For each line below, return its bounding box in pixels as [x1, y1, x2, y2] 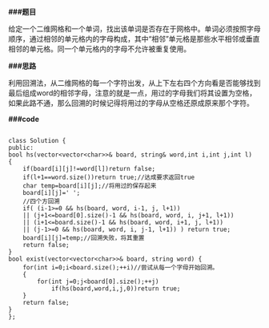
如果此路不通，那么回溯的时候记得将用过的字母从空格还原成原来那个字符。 [8, 99, 254, 107]
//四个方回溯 [22, 197, 60, 205]
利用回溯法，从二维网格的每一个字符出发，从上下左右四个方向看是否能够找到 [8, 79, 261, 87]
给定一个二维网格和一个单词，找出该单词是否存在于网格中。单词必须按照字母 [8, 24, 261, 34]
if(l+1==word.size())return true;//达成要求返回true [22, 173, 195, 181]
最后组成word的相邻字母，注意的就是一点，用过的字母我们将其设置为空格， [8, 88, 257, 98]
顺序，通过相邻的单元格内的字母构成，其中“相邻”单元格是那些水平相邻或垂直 [8, 34, 260, 43]
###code [8, 115, 40, 124]
